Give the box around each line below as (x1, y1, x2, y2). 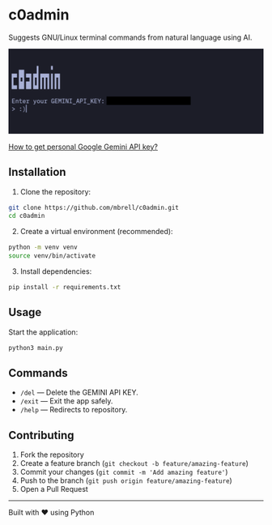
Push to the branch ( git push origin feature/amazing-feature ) (19, 476, 232, 485)
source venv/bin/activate (8, 252, 96, 260)
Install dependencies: (19, 267, 92, 276)
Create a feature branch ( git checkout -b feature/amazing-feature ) (19, 459, 249, 468)
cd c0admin (8, 212, 45, 220)
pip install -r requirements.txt (8, 284, 121, 292)
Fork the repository (19, 450, 85, 459)
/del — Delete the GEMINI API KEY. (19, 387, 139, 398)
